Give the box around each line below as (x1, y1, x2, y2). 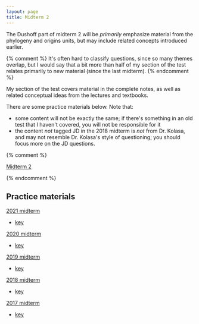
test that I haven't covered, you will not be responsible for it (14, 121, 161, 128)
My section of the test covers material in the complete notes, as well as (6, 85, 181, 92)
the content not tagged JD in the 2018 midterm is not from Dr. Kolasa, (14, 127, 186, 134)
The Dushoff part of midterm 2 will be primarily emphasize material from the (6, 30, 194, 37)
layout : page (6, 8, 39, 15)
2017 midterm (6, 300, 40, 307)
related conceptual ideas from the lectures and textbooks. (6, 92, 149, 99)
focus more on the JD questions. (14, 140, 95, 147)
